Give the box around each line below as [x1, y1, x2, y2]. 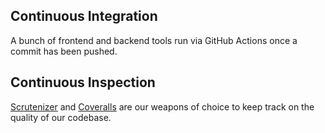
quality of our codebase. [10, 111, 112, 123]
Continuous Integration [10, 8, 158, 25]
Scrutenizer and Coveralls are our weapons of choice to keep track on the [10, 100, 315, 113]
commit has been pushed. [10, 45, 118, 57]
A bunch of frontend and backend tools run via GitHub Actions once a [10, 34, 298, 46]
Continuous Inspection [10, 74, 156, 91]
